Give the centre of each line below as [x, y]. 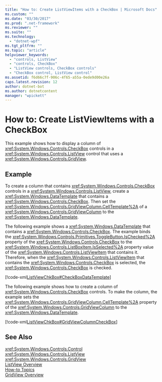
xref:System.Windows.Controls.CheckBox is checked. [59, 268]
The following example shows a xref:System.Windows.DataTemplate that [78, 226]
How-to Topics [20, 369]
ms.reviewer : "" [21, 28]
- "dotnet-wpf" [25, 41]
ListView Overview [24, 364]
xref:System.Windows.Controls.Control [44, 349]
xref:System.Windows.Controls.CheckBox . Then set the [60, 201]
